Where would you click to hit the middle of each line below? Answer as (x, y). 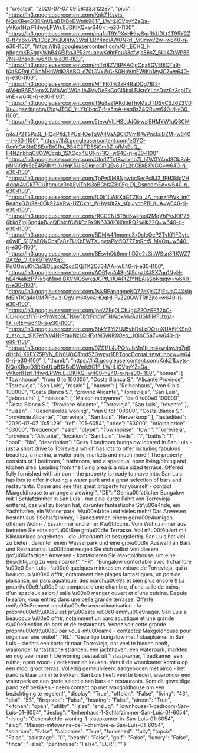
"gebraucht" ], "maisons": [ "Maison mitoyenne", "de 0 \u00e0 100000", (93, 398)
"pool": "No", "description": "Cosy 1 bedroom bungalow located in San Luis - (99, 442)
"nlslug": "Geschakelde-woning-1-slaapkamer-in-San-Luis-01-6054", (90, 719)
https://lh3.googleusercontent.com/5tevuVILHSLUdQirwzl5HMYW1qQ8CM (99, 122)
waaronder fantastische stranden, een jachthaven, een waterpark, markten (97, 649)
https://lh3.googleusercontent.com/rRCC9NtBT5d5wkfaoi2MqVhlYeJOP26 (99, 216)
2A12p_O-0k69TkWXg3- (36, 260)
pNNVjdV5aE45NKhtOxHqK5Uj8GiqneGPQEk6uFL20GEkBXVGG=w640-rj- (97, 166)
